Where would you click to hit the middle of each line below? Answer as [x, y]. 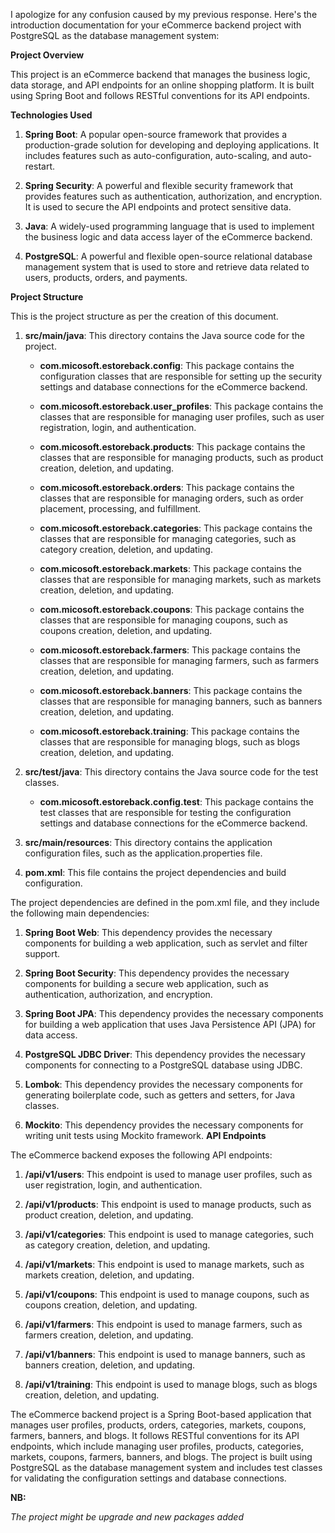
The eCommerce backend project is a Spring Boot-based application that [161, 1414]
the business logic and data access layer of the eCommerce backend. [168, 237]
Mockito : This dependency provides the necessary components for [164, 1125]
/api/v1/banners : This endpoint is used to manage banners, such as [165, 1354]
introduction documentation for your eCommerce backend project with [156, 25]
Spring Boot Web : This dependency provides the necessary [148, 932]
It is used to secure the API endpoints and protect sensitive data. [158, 207]
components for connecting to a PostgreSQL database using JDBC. [163, 1065]
